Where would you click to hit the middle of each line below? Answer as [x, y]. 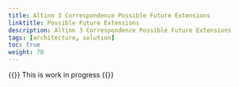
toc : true [25, 45]
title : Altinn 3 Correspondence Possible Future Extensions [110, 15]
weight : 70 [26, 52]
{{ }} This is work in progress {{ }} [61, 75]
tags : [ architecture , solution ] [61, 38]
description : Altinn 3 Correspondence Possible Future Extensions [120, 30]
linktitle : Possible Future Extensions [74, 23]
